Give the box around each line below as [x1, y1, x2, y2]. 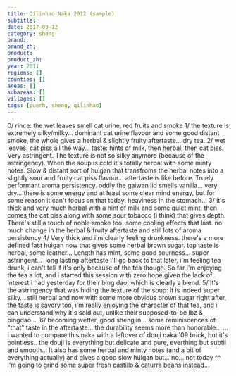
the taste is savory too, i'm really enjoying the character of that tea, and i [7, 301, 218, 309]
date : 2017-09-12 [7, 23, 58, 30]
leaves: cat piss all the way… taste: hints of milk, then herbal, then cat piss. [7, 144, 224, 152]
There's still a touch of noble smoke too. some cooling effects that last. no [7, 218, 223, 227]
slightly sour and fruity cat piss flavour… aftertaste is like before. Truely [7, 173, 214, 182]
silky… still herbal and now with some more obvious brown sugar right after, [7, 293, 227, 301]
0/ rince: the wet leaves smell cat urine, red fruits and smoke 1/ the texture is [7, 121, 230, 130]
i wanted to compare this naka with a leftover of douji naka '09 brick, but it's [7, 330, 228, 339]
